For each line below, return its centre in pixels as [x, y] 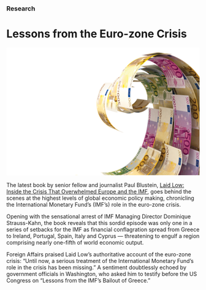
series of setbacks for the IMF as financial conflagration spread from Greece [103, 229]
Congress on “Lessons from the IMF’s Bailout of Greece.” [78, 280]
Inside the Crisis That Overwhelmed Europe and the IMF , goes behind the [99, 191]
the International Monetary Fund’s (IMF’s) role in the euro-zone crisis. [94, 204]
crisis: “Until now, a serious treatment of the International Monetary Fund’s [100, 261]
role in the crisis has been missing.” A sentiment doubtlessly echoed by [97, 267]
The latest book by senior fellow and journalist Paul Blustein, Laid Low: [95, 185]
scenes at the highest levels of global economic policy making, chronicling [100, 198]
